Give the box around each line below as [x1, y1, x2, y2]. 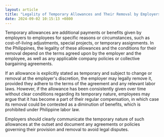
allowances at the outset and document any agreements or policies [5, 121, 140, 127]
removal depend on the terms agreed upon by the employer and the [5, 50, 142, 56]
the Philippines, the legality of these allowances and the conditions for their [5, 45, 157, 51]
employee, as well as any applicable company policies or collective [5, 56, 140, 62]
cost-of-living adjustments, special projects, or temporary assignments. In [5, 40, 154, 46]
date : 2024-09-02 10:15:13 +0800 [5, 16, 73, 21]
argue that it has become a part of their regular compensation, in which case [5, 96, 160, 102]
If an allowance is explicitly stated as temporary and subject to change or [5, 70, 152, 76]
